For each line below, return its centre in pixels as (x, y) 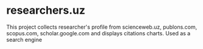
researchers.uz (46, 10)
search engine (24, 39)
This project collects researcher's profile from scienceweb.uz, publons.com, (102, 27)
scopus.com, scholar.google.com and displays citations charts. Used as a (98, 33)
